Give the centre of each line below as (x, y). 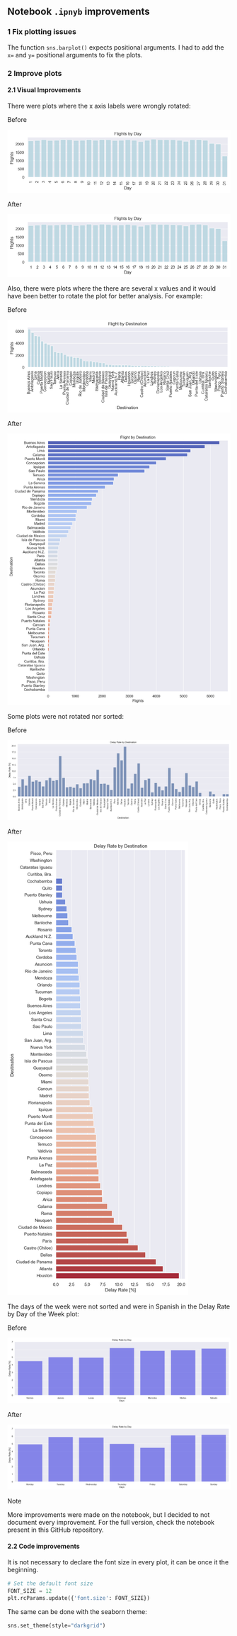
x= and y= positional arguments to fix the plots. (75, 55)
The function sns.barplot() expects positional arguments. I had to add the (116, 47)
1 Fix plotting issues (42, 32)
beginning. (23, 1569)
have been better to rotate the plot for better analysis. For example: (105, 296)
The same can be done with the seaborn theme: (77, 1612)
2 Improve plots (35, 73)
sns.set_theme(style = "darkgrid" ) (57, 1626)
